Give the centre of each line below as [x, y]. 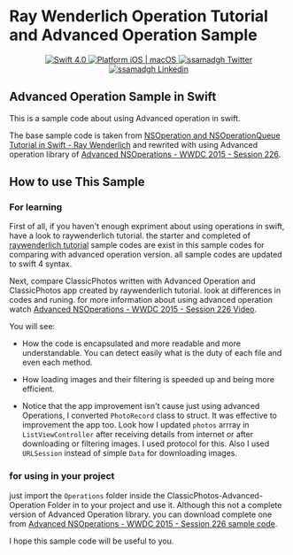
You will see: [32, 327]
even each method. [57, 362]
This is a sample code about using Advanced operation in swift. [125, 118]
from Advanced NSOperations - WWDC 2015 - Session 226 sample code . [143, 523]
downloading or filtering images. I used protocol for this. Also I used [146, 443]
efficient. [38, 389]
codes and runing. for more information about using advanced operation [141, 300]
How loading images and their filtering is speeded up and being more [148, 380]
